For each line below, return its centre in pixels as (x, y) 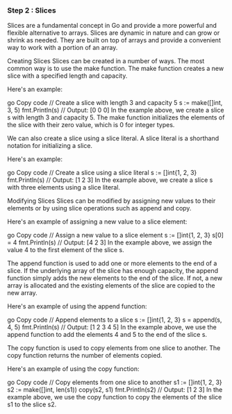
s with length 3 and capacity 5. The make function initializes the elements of (116, 117)
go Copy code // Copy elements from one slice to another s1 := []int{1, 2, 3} (115, 382)
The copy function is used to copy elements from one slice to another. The (114, 348)
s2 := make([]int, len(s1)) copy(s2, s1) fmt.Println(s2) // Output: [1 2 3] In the (115, 390)
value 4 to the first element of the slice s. (66, 250)
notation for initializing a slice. (50, 146)
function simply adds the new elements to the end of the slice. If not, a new (115, 278)
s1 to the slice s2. (32, 404)
